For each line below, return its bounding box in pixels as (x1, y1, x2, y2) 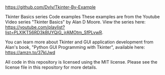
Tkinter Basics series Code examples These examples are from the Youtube (5, 14, 160, 19)
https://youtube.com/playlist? (5, 24, 65, 30)
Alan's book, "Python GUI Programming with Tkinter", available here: (5, 44, 145, 50)
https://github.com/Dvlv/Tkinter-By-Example (5, 4, 96, 10)
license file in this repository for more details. (5, 64, 98, 70)
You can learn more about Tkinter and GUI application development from (5, 39, 154, 45)
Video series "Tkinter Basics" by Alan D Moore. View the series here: (5, 19, 146, 25)
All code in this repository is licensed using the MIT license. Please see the (5, 59, 158, 65)
